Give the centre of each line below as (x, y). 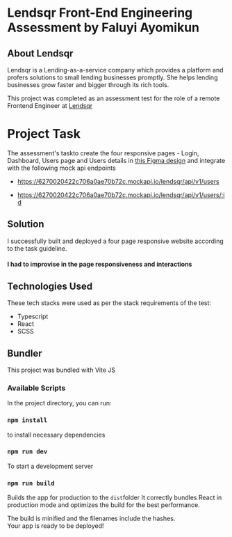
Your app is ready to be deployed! (56, 526)
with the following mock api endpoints (61, 168)
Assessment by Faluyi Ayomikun (103, 28)
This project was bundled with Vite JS (61, 370)
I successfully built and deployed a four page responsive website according (115, 241)
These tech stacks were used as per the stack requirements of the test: (109, 303)
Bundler (25, 353)
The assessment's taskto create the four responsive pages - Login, (103, 153)
